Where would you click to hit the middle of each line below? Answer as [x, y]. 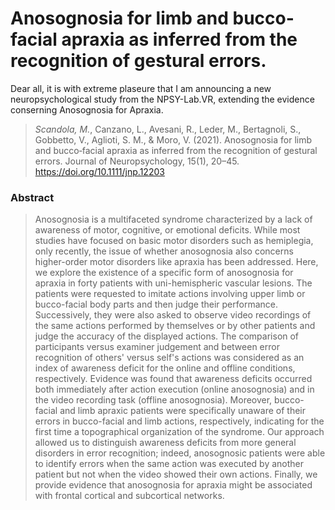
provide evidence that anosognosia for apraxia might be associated [173, 485]
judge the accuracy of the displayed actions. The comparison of [167, 336]
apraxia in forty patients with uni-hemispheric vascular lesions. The [173, 283]
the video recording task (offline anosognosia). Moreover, [153, 400]
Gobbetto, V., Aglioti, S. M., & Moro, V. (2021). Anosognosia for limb [173, 139]
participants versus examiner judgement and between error [157, 347]
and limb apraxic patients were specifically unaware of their [182, 411]
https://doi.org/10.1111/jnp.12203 [99, 171]
